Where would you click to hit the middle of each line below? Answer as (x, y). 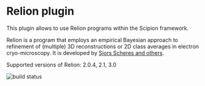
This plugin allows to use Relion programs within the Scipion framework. (98, 28)
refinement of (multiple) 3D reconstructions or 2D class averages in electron (103, 46)
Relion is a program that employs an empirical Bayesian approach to (92, 40)
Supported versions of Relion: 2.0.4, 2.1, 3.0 (61, 65)
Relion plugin (41, 11)
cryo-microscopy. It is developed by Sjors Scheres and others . (85, 52)
